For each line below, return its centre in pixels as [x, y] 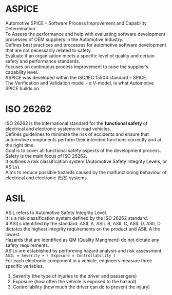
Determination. [21, 28]
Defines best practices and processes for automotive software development [86, 45]
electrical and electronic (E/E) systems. [47, 178]
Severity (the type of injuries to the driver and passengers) [75, 276]
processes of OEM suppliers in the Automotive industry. [64, 39]
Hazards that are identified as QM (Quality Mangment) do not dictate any [82, 240]
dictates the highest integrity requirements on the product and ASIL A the [83, 229]
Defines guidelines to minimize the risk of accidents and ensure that [77, 134]
